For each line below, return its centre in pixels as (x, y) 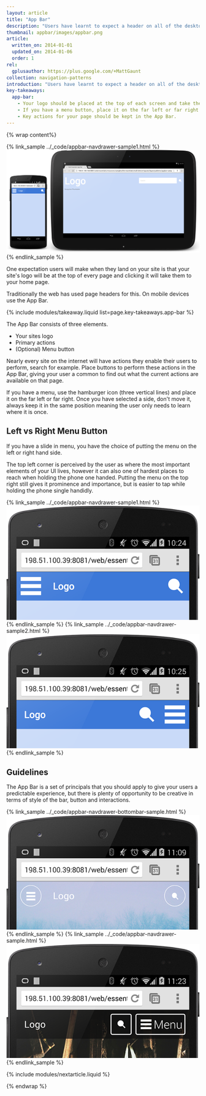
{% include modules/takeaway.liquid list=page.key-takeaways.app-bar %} (100, 312)
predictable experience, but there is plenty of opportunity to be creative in (100, 794)
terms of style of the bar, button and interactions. (68, 800)
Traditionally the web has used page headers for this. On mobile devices (98, 294)
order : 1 (23, 58)
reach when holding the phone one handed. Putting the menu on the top (97, 477)
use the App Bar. (27, 300)
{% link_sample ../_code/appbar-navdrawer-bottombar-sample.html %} (96, 812)
